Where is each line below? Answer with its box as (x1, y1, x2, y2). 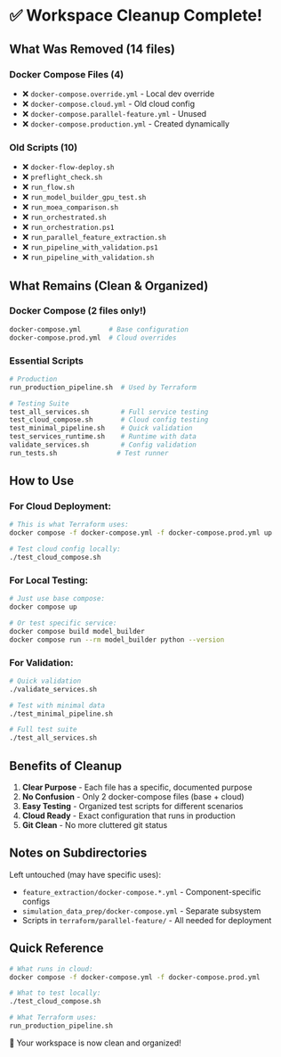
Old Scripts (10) (9, 141, 78, 153)
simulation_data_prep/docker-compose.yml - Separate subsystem (21, 905, 261, 916)
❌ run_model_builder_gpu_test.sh (21, 192, 147, 202)
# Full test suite (9, 725, 77, 734)
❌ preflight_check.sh (21, 171, 103, 183)
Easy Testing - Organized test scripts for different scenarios (21, 801, 244, 811)
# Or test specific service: (9, 619, 117, 628)
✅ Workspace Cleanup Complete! (9, 5, 263, 26)
